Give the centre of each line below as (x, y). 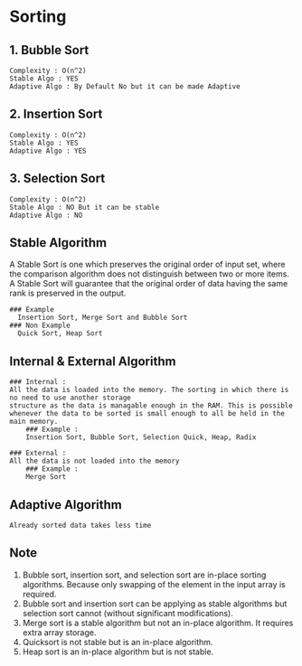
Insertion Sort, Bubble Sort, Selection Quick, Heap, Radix (141, 437)
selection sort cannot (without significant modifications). (127, 613)
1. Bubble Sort (49, 50)
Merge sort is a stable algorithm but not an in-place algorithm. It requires (158, 623)
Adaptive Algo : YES (48, 151)
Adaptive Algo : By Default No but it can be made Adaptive (125, 87)
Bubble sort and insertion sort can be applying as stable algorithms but (155, 604)
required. (39, 594)
